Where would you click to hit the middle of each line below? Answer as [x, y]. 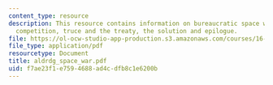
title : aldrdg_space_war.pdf [58, 62]
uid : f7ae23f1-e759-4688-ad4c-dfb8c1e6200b [83, 69]
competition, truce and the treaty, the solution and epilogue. [127, 31]
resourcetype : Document [49, 53]
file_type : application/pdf [56, 46]
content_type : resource [49, 16]
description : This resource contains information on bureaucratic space [134, 23]
